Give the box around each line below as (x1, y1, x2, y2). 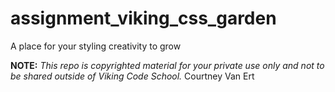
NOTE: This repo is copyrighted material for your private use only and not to (10, 59, 325, 71)
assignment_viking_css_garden (10, 7, 277, 30)
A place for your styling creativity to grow (10, 40, 182, 52)
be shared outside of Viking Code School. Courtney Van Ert (10, 70, 255, 82)
